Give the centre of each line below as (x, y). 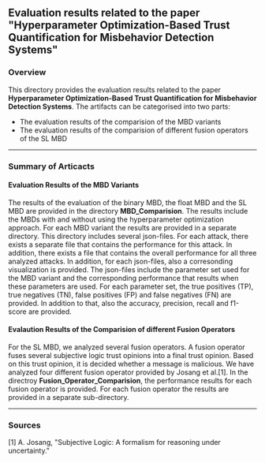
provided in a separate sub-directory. (69, 398)
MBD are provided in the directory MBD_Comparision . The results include (128, 211)
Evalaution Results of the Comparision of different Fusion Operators (121, 330)
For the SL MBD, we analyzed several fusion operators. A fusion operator (127, 347)
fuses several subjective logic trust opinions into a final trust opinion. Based (131, 356)
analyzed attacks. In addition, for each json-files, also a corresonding (121, 261)
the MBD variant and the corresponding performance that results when (123, 278)
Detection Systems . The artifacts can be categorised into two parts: (119, 106)
